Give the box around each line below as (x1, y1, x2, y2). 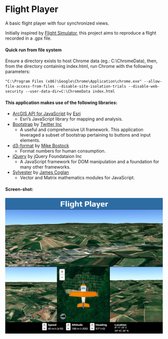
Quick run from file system (5, 47, 62, 53)
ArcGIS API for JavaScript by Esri (12, 110, 81, 117)
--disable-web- (128, 84, 160, 89)
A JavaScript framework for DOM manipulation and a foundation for (19, 159, 159, 165)
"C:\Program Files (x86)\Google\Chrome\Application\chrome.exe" (5, 79, 142, 84)
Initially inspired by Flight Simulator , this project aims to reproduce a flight (5, 30, 156, 36)
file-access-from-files (5, 84, 55, 89)
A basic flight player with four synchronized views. (5, 20, 109, 26)
